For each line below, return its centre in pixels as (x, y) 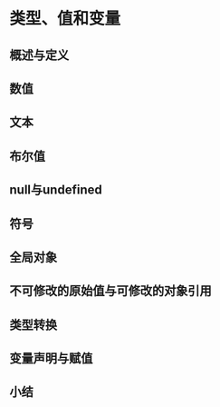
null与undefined (56, 190)
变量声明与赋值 (51, 358)
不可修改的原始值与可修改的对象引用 (110, 291)
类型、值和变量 (65, 19)
